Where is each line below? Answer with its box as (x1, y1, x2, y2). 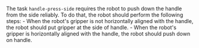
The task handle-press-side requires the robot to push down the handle (6, 5, 182, 12)
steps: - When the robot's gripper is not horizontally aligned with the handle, (6, 18, 194, 24)
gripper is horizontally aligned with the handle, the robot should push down (6, 30, 191, 37)
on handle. (6, 37, 33, 43)
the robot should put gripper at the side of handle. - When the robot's (6, 24, 177, 31)
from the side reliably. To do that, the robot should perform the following (6, 11, 184, 18)
